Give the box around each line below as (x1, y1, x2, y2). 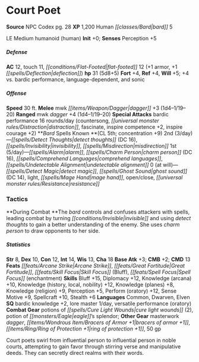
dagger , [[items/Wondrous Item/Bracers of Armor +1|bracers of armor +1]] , (6, 319, 191, 326)
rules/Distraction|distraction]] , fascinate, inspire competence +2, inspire (6, 123, 183, 131)
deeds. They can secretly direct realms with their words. (6, 350, 144, 357)
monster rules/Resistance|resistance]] (6, 180, 100, 187)
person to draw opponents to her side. (6, 227, 100, 234)
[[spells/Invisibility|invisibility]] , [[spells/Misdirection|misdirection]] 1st (6, 142, 177, 149)
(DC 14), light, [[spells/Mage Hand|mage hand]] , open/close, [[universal (6, 173, 183, 181)
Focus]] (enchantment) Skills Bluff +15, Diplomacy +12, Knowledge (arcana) (6, 275, 192, 282)
